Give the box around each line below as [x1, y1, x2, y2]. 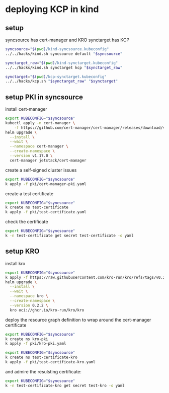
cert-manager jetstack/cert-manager [10, 158, 87, 163]
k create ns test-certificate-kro [5, 355, 78, 360]
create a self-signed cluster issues [5, 167, 77, 173]
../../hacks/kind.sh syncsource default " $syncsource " [5, 51, 123, 56]
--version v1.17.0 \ [10, 153, 53, 159]
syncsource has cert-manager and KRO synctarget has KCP [5, 37, 130, 43]
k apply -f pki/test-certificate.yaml [5, 210, 87, 215]
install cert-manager [5, 106, 47, 112]
